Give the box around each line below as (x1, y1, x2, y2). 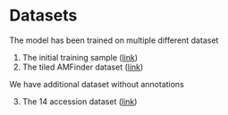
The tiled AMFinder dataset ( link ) (21, 62, 144, 72)
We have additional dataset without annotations (9, 78, 185, 89)
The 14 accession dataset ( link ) (21, 95, 138, 107)
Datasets (9, 5, 78, 26)
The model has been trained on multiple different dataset (9, 35, 219, 45)
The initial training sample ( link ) (21, 52, 139, 62)
